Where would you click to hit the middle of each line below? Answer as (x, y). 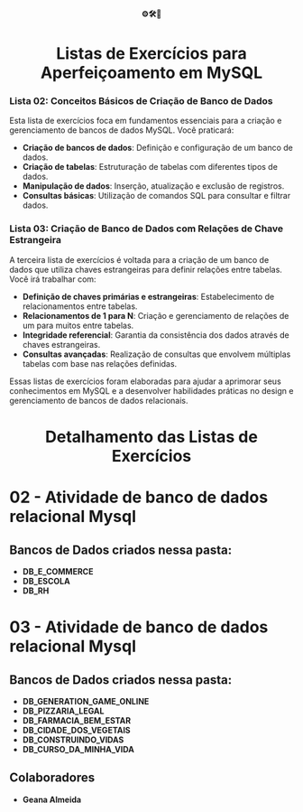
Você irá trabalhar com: (53, 279)
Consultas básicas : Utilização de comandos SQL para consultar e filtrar (156, 196)
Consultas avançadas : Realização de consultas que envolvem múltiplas (156, 354)
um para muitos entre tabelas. (78, 325)
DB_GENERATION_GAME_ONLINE (86, 701)
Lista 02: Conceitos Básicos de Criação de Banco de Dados (141, 101)
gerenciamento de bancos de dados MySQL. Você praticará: (122, 130)
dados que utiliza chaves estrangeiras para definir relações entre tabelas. (146, 269)
